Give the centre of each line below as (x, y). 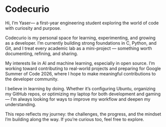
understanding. (21, 104)
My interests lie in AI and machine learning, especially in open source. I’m (80, 63)
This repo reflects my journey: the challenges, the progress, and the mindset (83, 114)
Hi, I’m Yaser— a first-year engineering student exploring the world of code (82, 23)
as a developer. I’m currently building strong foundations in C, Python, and (81, 43)
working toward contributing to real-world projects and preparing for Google (83, 68)
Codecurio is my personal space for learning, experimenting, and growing (81, 38)
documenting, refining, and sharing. (42, 54)
